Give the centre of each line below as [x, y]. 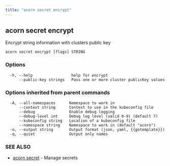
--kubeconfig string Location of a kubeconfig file [77, 121]
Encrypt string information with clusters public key [58, 43]
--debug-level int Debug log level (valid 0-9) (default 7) [88, 117]
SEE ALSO [18, 147]
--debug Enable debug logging [67, 112]
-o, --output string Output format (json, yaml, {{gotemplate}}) [88, 130]
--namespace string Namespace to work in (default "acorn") [87, 125]
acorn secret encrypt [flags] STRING [45, 52]
